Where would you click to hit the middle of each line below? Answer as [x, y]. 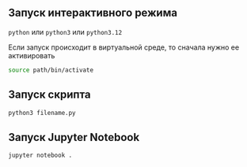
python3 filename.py [42, 113]
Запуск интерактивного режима [93, 13]
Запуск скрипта [49, 95]
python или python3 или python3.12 [65, 32]
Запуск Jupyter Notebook [74, 137]
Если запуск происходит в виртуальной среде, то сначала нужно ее [124, 47]
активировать [32, 55]
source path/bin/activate [51, 70]
